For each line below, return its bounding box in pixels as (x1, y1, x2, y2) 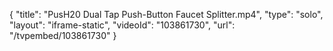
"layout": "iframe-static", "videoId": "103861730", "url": (9, 19, 236, 31)
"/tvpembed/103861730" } (9, 30, 117, 41)
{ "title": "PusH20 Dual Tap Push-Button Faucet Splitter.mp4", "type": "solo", (9, 9, 324, 20)
